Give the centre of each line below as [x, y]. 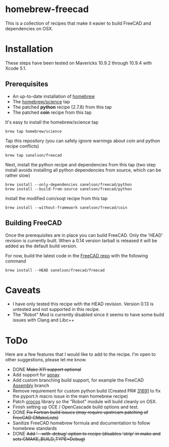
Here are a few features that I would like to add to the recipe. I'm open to [80, 354]
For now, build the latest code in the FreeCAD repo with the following [76, 256]
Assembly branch [31, 386]
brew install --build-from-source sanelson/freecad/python [69, 189]
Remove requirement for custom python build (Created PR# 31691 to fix [87, 391]
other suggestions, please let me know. [46, 360]
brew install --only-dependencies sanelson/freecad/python [69, 184]
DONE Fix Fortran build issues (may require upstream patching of [80, 412]
